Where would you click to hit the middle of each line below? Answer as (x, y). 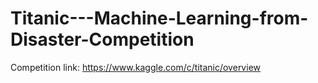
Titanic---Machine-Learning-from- (159, 18)
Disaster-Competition (102, 39)
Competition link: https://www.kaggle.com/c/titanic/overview (135, 67)
